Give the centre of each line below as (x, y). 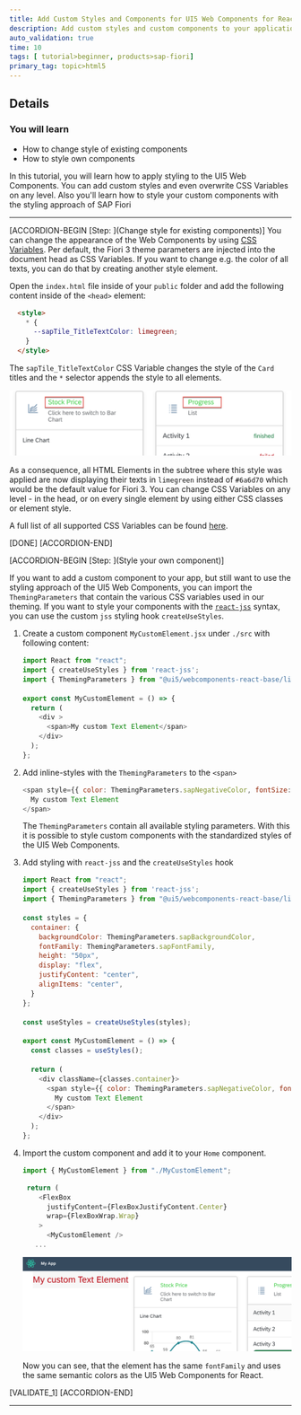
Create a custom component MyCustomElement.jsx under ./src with (146, 634)
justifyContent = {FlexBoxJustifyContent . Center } (137, 1207)
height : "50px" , (69, 956)
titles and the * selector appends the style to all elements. (116, 378)
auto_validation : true (52, 38)
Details (29, 104)
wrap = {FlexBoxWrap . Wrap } (93, 1217)
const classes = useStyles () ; (87, 1050)
